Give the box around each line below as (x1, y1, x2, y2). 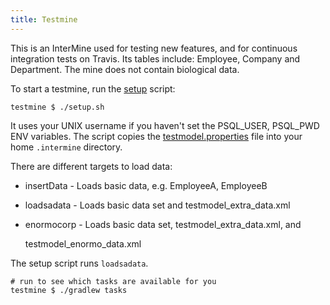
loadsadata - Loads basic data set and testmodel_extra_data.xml (24, 199, 291, 211)
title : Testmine (10, 14, 78, 25)
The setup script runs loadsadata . (10, 257, 149, 269)
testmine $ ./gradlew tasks (10, 285, 128, 295)
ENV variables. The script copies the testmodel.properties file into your (10, 130, 303, 142)
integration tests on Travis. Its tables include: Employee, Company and (10, 52, 301, 65)
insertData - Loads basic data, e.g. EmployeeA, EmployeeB (24, 179, 268, 191)
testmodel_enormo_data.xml (24, 237, 142, 250)
